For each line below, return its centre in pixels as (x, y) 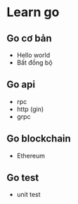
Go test (23, 178)
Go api (21, 85)
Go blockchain (39, 139)
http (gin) (30, 109)
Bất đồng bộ (35, 63)
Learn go (33, 12)
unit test (28, 195)
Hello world (33, 55)
